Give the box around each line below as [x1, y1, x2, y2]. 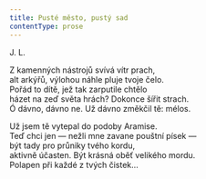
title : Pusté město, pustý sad [9, 13, 129, 23]
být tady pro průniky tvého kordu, [9, 140, 135, 151]
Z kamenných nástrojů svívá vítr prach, [9, 65, 156, 75]
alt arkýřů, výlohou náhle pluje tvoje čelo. [9, 74, 164, 85]
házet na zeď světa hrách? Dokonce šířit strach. [9, 93, 190, 104]
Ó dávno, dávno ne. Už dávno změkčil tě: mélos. [9, 103, 191, 114]
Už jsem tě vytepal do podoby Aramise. [9, 120, 158, 132]
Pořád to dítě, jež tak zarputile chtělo [9, 84, 148, 94]
